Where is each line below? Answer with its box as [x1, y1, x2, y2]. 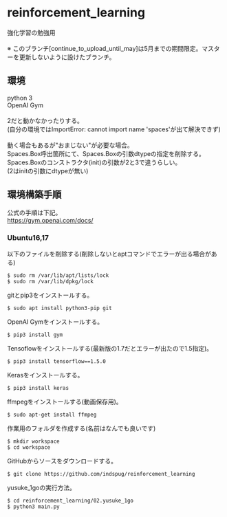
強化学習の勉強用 [7, 28, 56, 36]
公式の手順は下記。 [7, 208, 62, 217]
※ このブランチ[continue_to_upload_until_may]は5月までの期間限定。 [7, 44, 202, 52]
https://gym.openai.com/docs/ [7, 216, 94, 224]
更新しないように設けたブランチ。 [19, 53, 116, 61]
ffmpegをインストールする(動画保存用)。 [7, 397, 122, 406]
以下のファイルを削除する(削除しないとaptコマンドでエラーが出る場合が [7, 250, 212, 258]
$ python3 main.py [7, 503, 60, 510]
